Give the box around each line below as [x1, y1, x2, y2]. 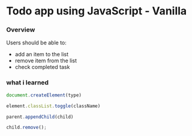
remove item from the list [14, 57, 77, 64]
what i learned [6, 78, 49, 87]
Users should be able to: [6, 39, 67, 46]
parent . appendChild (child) [6, 114, 74, 120]
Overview [6, 26, 35, 34]
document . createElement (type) [6, 92, 82, 98]
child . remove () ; [6, 125, 47, 131]
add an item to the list [14, 51, 69, 58]
